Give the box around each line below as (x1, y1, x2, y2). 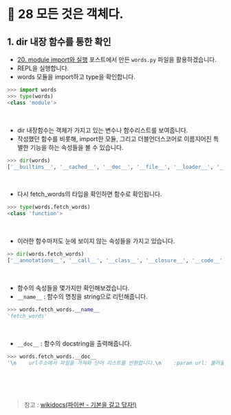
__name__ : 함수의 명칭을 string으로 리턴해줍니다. (16, 292, 148, 301)
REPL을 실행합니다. (16, 64, 69, 72)
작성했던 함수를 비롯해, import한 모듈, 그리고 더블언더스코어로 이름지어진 (16, 134, 212, 143)
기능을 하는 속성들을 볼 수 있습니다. (30, 143, 124, 152)
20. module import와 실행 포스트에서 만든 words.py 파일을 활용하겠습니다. (16, 56, 217, 63)
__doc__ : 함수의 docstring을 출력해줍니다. (16, 339, 132, 347)
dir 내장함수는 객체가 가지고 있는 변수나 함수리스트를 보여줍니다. (16, 125, 188, 134)
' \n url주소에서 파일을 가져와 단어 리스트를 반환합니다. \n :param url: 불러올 (7, 359, 225, 366)
